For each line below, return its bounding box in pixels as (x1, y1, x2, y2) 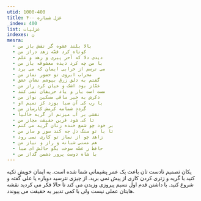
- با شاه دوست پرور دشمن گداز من (12, 151, 98, 157)
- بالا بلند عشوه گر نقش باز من (12, 43, 92, 49)
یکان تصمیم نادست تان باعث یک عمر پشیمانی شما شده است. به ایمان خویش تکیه (7, 167, 192, 175)
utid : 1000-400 (7, 9, 46, 15)
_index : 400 (7, 20, 37, 26)
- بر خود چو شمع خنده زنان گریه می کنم (12, 123, 114, 129)
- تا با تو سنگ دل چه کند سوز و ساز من (12, 128, 114, 134)
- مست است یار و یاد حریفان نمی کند (12, 89, 106, 95)
